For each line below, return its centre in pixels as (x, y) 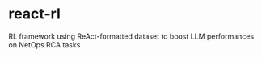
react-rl (34, 14)
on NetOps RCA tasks (44, 44)
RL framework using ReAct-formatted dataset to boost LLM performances (131, 36)
